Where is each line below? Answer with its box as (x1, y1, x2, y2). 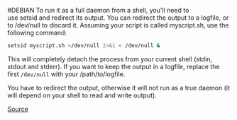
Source (7, 104, 28, 113)
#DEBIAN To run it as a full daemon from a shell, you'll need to (7, 6, 189, 14)
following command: (7, 28, 67, 37)
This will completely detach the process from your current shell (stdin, (7, 54, 213, 63)
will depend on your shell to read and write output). (7, 91, 158, 100)
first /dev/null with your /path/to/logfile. (7, 70, 126, 78)
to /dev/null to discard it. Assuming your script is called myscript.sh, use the (7, 21, 229, 29)
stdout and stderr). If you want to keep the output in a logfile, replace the (7, 62, 220, 71)
